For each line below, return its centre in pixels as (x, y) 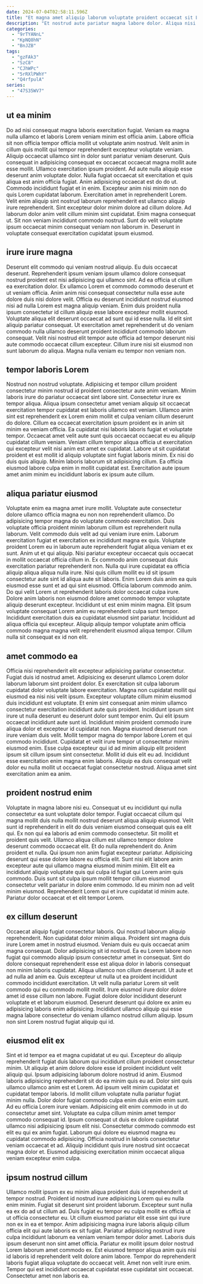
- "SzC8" (23, 62)
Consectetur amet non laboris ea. (48, 1276)
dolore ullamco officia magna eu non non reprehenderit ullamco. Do (90, 515)
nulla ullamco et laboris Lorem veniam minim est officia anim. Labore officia (100, 136)
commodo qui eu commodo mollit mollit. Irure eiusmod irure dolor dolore (96, 989)
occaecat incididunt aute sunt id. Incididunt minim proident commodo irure (99, 722)
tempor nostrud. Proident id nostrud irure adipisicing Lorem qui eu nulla (95, 1198)
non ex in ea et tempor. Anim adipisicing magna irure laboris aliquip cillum (98, 1224)
